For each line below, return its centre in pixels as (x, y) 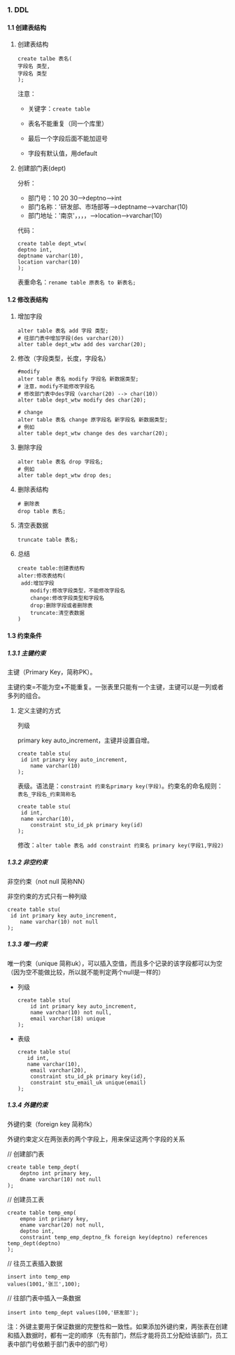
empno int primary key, (55, 1219)
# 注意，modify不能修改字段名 (56, 387)
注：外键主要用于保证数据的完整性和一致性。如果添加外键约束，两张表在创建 (117, 1326)
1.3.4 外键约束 (28, 1105)
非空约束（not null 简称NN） (48, 881)
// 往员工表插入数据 (35, 1263)
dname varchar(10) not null (60, 1179)
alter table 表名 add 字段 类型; (63, 331)
